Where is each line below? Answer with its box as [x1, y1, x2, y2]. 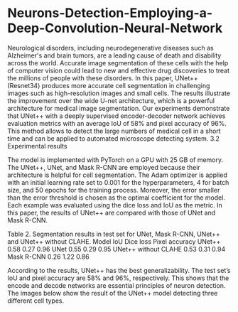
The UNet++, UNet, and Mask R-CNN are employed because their [7, 163, 200, 171]
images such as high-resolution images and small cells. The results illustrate [7, 89, 231, 97]
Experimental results [7, 141, 67, 150]
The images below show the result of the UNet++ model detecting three [7, 289, 218, 297]
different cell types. [7, 296, 65, 305]
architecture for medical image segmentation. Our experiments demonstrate [7, 104, 230, 112]
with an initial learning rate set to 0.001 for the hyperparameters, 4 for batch [7, 178, 229, 186]
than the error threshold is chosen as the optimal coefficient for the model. [7, 193, 226, 202]
